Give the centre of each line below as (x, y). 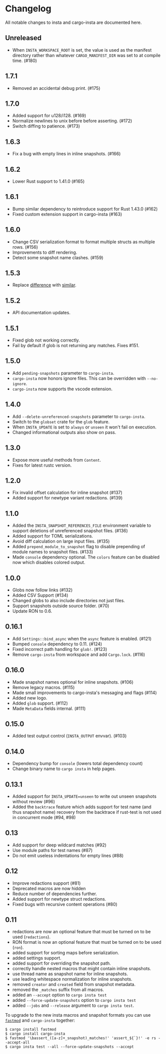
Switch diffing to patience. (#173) (46, 126)
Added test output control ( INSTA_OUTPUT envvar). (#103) (69, 736)
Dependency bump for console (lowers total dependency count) (77, 764)
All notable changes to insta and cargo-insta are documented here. (74, 22)
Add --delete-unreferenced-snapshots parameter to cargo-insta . (79, 416)
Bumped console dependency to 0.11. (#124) (57, 644)
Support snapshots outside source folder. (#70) (61, 606)
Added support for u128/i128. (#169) (49, 116)
